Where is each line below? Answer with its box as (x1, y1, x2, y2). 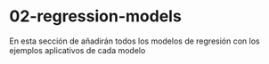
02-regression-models (9, 6, 183, 27)
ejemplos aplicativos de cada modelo (9, 44, 146, 55)
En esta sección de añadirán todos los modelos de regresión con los (9, 36, 260, 46)
